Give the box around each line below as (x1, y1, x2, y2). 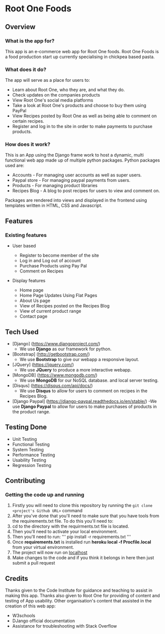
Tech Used (5, 328, 39, 336)
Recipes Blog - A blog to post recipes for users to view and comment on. (12, 188, 160, 194)
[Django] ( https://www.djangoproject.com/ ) (12, 340, 100, 346)
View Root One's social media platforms (12, 97, 94, 103)
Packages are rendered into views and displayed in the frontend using (5, 198, 147, 203)
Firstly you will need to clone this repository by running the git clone (12, 502, 153, 508)
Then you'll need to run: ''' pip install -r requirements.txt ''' (12, 534, 132, 540)
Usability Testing (12, 457, 47, 463)
